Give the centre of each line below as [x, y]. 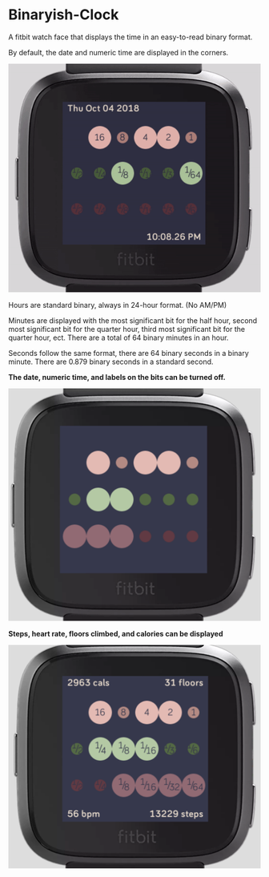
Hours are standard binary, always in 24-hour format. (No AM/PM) [118, 305]
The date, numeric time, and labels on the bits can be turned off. [117, 378]
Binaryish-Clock [64, 15]
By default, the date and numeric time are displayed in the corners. [118, 52]
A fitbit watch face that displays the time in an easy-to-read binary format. [130, 37]
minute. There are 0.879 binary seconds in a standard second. [111, 362]
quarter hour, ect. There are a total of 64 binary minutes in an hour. [118, 337]
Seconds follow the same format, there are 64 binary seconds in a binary [129, 354]
